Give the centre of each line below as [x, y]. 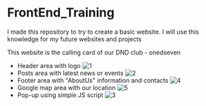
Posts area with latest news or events [70, 73]
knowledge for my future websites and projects [74, 39]
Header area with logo [49, 65]
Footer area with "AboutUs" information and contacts [93, 80]
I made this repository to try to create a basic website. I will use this [103, 32]
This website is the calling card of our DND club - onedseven [94, 52]
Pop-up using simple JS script [60, 95]
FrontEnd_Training [61, 13]
